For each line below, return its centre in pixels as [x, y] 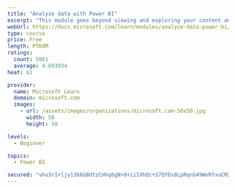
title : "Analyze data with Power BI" [63, 14]
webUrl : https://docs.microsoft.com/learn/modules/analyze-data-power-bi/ [119, 27]
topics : [19, 156]
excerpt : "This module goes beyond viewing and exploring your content [114, 20]
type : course [26, 33]
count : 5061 [31, 59]
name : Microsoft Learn [47, 92]
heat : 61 [20, 72]
